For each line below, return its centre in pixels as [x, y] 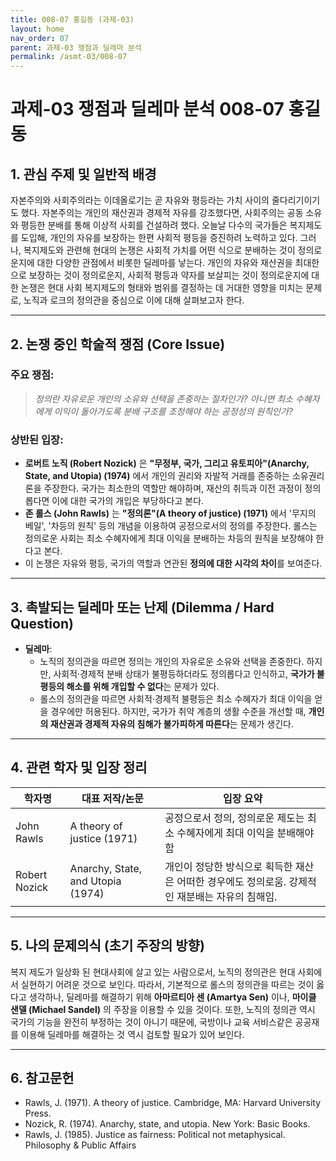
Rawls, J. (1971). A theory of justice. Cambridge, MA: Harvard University [173, 1103]
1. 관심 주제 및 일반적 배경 [83, 174]
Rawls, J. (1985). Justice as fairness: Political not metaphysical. [155, 1135]
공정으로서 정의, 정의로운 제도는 [234, 818]
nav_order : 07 [40, 38]
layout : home [37, 29]
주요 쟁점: [32, 375]
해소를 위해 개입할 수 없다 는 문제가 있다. [143, 686]
